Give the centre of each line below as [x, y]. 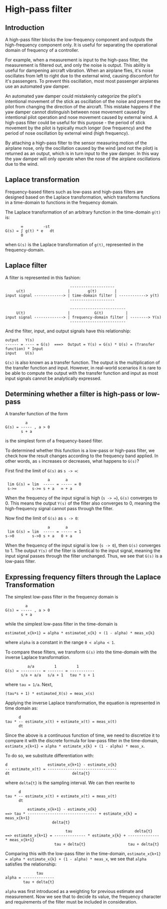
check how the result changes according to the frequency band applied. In [82, 456]
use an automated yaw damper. [37, 86]
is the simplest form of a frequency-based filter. [54, 441]
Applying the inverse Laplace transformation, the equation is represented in [83, 703]
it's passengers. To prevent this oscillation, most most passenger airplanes [82, 81]
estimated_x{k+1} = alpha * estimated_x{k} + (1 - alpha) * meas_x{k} [80, 633]
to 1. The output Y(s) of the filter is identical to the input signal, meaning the [83, 551]
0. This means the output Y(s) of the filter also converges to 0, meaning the [83, 503]
